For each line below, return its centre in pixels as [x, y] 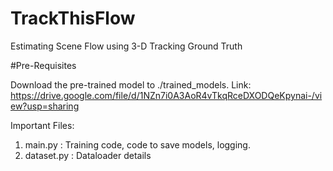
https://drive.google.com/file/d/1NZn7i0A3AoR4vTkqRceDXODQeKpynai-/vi [166, 95]
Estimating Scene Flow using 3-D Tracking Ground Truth [126, 46]
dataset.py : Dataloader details [88, 155]
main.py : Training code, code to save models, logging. [137, 144]
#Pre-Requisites [43, 65]
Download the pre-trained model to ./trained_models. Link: [131, 84]
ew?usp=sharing [45, 106]
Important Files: [42, 125]
